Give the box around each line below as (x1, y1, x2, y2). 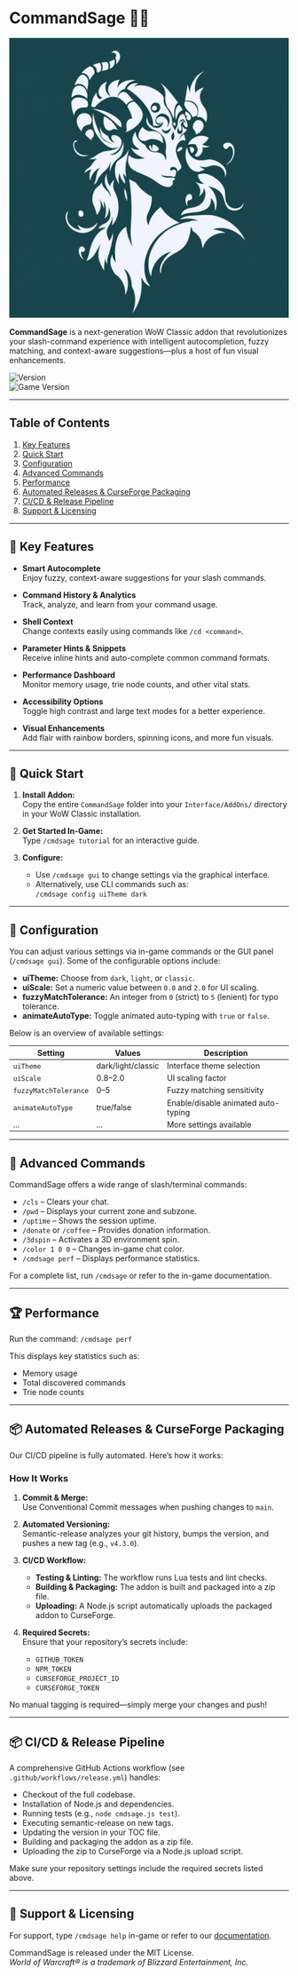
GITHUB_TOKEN (35, 1655, 84, 1664)
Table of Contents (9, 416, 111, 431)
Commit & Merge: (21, 1492, 89, 1504)
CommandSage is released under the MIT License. (9, 1947, 195, 1957)
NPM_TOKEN (35, 1665, 73, 1674)
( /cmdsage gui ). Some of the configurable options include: (9, 956, 221, 966)
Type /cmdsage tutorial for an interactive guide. (21, 835, 200, 846)
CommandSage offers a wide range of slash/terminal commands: (9, 1179, 247, 1190)
